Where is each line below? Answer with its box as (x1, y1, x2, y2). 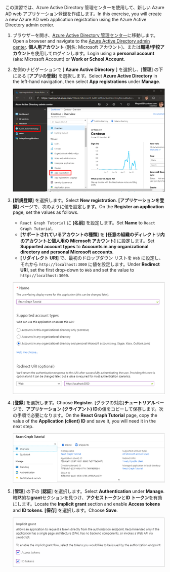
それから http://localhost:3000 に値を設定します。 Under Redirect (20, 261, 160, 267)
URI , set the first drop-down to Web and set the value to (20, 266, 135, 273)
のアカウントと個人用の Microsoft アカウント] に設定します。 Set (20, 238, 155, 244)
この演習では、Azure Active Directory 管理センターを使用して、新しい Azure (5, 5, 164, 10)
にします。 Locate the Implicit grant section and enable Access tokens (12, 501, 160, 507)
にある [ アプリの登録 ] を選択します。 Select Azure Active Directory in (12, 73, 158, 79)
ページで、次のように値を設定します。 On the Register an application (20, 203, 164, 209)
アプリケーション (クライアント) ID (26, 406, 98, 412)
